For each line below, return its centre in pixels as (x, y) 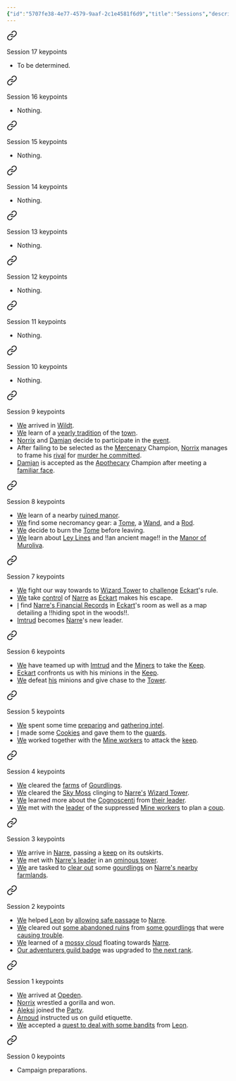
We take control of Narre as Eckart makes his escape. (95, 598)
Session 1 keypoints (35, 981)
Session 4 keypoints (36, 771)
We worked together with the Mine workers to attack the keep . (107, 740)
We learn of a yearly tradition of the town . (77, 433)
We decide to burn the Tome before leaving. (81, 530)
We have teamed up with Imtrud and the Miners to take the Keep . (111, 665)
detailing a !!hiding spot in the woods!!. (73, 612)
